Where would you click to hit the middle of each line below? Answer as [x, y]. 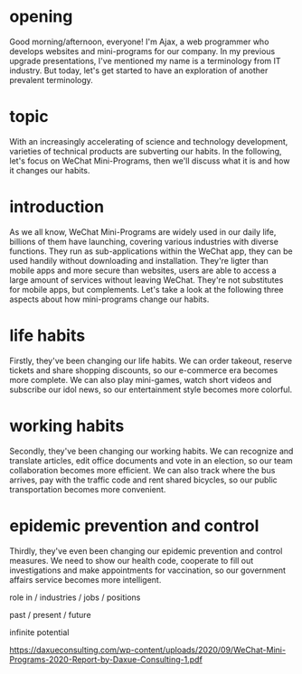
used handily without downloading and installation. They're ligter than [139, 260]
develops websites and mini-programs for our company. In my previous [142, 51]
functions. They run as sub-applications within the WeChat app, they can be [151, 251]
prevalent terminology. [51, 80]
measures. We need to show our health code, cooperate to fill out [132, 560]
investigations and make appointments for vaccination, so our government [148, 570]
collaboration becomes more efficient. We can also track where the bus [142, 470]
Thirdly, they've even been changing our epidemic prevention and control [146, 551]
